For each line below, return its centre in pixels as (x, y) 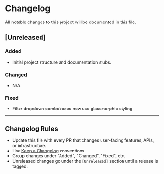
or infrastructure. (29, 146)
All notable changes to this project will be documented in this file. (71, 22)
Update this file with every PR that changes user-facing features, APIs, (83, 140)
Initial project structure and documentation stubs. (61, 62)
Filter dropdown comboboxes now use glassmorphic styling (72, 109)
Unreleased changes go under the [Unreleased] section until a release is (85, 161)
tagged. (20, 166)
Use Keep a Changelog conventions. (49, 151)
